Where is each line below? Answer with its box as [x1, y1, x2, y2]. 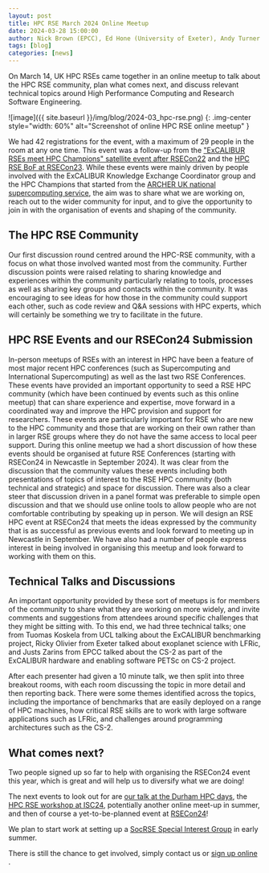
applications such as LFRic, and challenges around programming [8, 714, 223, 724]
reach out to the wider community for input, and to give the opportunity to [8, 197, 253, 206]
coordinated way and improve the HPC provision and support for [8, 406, 222, 416]
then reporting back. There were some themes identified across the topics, [8, 689, 256, 698]
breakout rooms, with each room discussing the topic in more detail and [8, 680, 247, 689]
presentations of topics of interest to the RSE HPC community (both [8, 474, 232, 484]
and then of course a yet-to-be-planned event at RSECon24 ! [8, 809, 209, 818]
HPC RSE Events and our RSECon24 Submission [8, 333, 253, 347]
